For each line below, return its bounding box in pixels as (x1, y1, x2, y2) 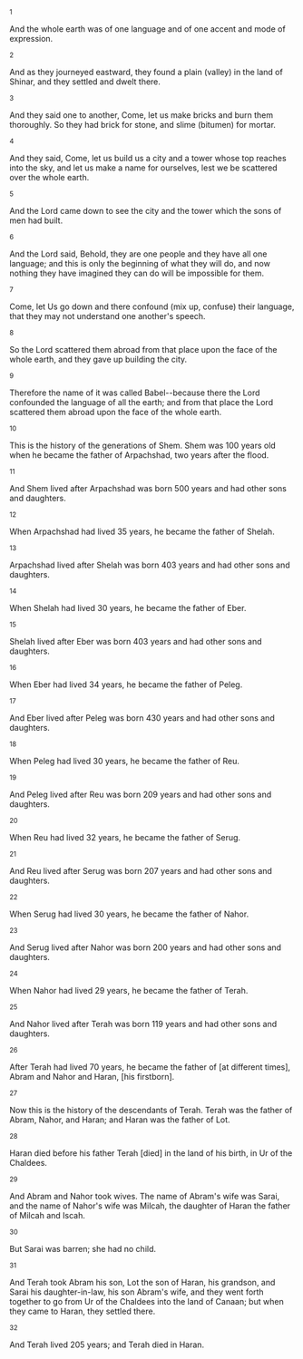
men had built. (9, 215, 64, 226)
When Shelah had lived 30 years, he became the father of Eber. (9, 603, 247, 613)
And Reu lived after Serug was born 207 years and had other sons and (9, 866, 272, 876)
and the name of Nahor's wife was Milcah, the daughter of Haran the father (9, 1200, 291, 1211)
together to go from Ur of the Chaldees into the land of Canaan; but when (9, 1296, 284, 1306)
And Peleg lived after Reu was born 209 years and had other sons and (9, 789, 272, 800)
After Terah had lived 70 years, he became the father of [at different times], (9, 1062, 291, 1073)
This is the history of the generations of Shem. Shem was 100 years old (9, 440, 277, 451)
